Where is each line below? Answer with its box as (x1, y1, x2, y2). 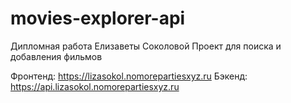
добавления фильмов (10, 50, 103, 62)
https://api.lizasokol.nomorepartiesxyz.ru (10, 80, 180, 92)
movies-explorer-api (10, 7, 186, 30)
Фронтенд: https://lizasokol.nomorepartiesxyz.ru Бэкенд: (10, 70, 248, 82)
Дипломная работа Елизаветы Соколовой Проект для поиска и (10, 40, 282, 52)
